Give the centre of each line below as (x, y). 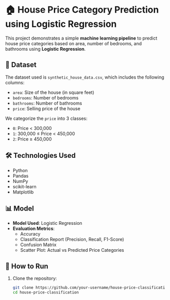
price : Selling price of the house (46, 108)
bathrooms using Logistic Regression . (45, 49)
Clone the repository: (35, 278)
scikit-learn (24, 186)
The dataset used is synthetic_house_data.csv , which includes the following (85, 77)
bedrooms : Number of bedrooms (45, 97)
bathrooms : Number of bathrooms (47, 103)
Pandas (21, 176)
